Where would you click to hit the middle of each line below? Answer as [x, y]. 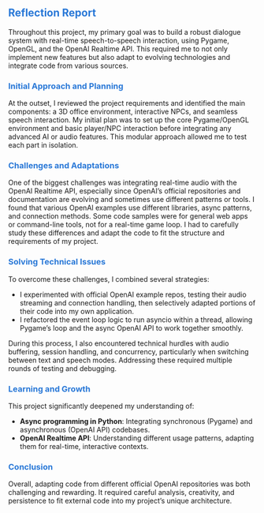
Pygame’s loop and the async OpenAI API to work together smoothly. [132, 328]
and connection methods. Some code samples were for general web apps [128, 216]
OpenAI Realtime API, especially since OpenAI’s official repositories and [125, 191]
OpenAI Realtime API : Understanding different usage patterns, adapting [137, 438]
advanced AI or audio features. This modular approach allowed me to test [127, 137]
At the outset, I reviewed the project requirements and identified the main [127, 103]
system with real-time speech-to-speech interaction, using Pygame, [119, 40]
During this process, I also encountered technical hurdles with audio [119, 343]
